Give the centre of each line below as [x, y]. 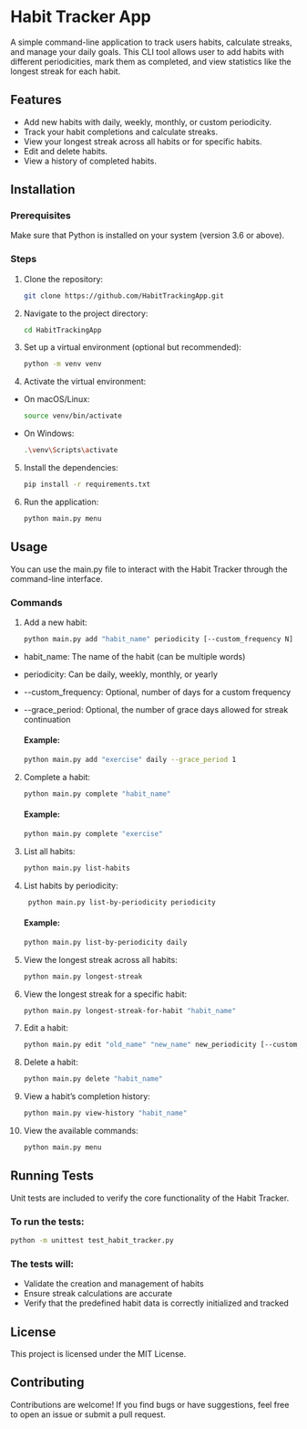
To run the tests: [47, 1222]
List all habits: [49, 851]
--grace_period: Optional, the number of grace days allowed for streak [156, 709]
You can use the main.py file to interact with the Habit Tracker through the [149, 569]
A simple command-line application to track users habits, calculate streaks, [151, 42]
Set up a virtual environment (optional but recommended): [133, 347]
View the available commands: [81, 1131]
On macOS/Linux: [56, 399]
